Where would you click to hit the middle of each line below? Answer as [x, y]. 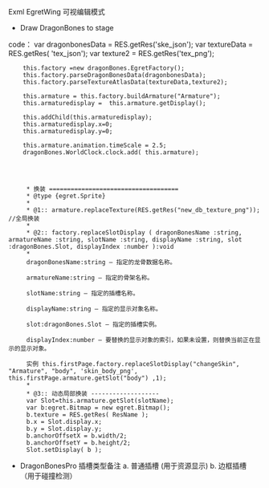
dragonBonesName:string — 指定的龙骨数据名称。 [101, 262]
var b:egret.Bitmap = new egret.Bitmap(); [98, 408]
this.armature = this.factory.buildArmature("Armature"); [122, 96]
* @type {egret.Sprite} [66, 196]
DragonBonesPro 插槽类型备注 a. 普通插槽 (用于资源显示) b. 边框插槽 [133, 466]
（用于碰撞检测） [48, 476]
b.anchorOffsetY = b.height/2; [78, 443]
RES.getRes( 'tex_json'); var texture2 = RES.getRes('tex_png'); [111, 53]
